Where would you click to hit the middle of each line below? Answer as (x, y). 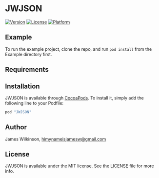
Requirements (27, 69)
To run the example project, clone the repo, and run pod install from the (79, 49)
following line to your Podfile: (34, 103)
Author (16, 127)
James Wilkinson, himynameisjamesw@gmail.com (56, 139)
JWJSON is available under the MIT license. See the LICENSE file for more (80, 166)
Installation (22, 86)
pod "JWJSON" (18, 112)
